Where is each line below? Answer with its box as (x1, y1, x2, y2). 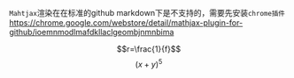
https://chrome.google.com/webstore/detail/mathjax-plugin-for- (9, 18, 244, 28)
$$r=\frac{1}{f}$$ (116, 44, 182, 54)
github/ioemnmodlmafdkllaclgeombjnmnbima (9, 27, 174, 37)
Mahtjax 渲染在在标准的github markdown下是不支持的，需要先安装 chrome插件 (9, 8, 285, 18)
